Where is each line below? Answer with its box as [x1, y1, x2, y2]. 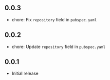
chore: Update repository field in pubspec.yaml [11, 44, 106, 49]
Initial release [11, 70, 38, 77]
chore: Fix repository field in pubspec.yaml [11, 16, 97, 22]
